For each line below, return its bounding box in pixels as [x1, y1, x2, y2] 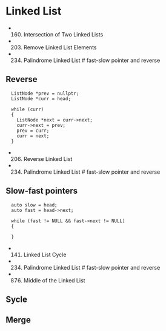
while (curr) [11, 106, 44, 112]
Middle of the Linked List [23, 276, 85, 284]
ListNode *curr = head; [11, 95, 71, 101]
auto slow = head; [11, 202, 58, 208]
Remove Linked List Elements [23, 44, 97, 51]
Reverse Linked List [23, 155, 73, 162]
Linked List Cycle [23, 251, 67, 258]
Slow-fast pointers [5, 186, 78, 196]
